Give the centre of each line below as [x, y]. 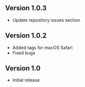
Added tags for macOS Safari [42, 47]
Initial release [26, 80]
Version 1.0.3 [26, 8]
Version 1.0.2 [26, 36]
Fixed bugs [24, 53]
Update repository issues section [46, 20]
